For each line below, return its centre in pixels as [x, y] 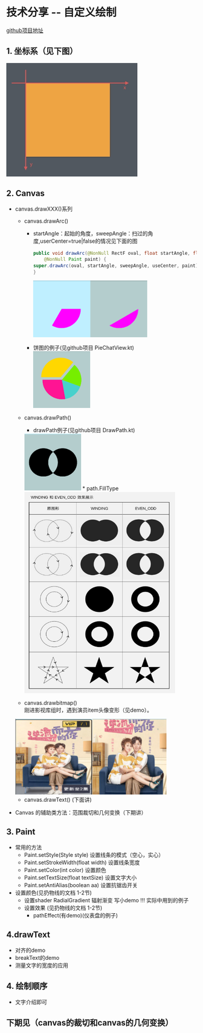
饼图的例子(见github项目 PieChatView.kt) [84, 348]
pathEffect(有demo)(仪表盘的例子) [76, 915]
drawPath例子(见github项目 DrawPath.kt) [84, 430]
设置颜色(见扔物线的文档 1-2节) [53, 893]
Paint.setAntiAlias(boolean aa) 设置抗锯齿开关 [81, 885]
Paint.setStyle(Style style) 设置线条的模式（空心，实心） [94, 854]
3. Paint [21, 832]
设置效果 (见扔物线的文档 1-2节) [63, 908]
